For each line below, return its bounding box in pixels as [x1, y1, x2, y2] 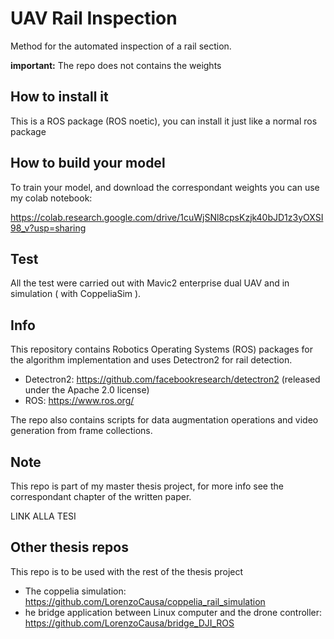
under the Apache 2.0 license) [24, 384, 150, 396]
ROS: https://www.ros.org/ [24, 395, 135, 407]
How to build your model [10, 155, 166, 172]
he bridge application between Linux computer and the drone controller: [24, 606, 323, 618]
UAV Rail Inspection [10, 7, 178, 30]
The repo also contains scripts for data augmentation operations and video [10, 414, 319, 426]
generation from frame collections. [10, 425, 153, 437]
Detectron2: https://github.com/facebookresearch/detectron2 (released [24, 373, 321, 386]
